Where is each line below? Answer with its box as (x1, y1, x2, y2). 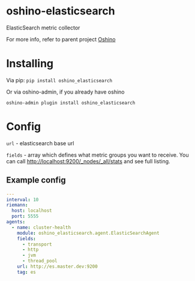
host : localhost (11, 208, 52, 214)
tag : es (17, 269, 36, 275)
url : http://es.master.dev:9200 (17, 264, 98, 270)
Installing (6, 57, 54, 70)
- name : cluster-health (11, 224, 71, 231)
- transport (22, 241, 52, 247)
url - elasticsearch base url (6, 139, 74, 147)
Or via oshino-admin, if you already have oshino (6, 88, 125, 95)
